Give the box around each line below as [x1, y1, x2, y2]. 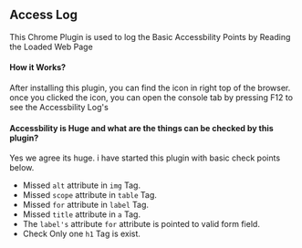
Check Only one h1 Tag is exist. [22, 228, 141, 240]
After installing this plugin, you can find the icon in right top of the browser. [9, 82, 291, 94]
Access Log [9, 7, 78, 23]
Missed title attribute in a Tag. [22, 209, 141, 220]
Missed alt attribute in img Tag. [22, 180, 141, 191]
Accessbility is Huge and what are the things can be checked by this [9, 122, 274, 133]
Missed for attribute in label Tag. [22, 200, 149, 211]
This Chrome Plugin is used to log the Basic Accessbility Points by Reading [9, 31, 291, 42]
